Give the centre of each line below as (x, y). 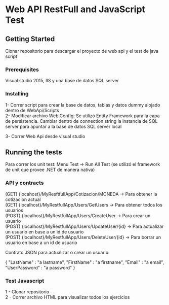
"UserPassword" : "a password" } (40, 267)
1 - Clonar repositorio (27, 292)
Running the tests (34, 152)
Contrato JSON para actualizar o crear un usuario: (57, 252)
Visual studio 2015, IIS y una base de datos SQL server (62, 81)
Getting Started (30, 39)
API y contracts (25, 183)
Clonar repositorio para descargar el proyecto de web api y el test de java (82, 51)
